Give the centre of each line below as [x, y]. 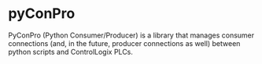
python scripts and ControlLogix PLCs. [71, 52]
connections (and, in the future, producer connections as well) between [124, 43]
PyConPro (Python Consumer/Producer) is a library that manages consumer [131, 35]
